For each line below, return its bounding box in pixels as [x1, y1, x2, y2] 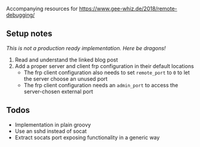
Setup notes [6, 29, 53, 39]
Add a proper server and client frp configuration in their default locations [14, 62, 194, 69]
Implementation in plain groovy [14, 121, 91, 128]
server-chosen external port [23, 88, 94, 95]
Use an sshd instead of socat [14, 127, 87, 134]
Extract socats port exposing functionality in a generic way [14, 134, 160, 141]
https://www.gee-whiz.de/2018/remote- [79, 5, 177, 12]
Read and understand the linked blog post [14, 56, 118, 63]
